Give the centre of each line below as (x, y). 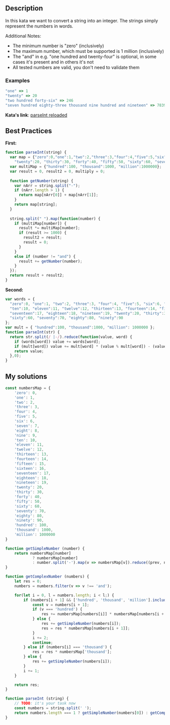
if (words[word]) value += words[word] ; (57, 342)
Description (24, 8)
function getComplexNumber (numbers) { (47, 577)
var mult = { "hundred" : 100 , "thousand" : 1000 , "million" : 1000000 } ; (80, 327)
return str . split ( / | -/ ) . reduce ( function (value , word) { (71, 337)
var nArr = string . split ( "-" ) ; (47, 186)
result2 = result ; (43, 238)
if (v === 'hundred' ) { (57, 610)
